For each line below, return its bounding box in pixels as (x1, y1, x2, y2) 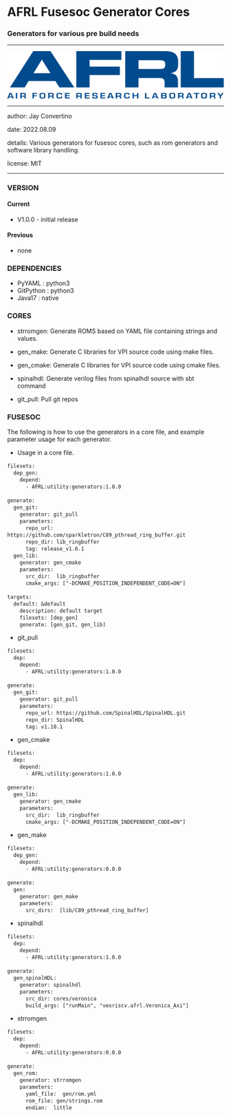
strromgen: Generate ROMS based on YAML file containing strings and (16, 327, 218, 335)
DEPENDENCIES (7, 263, 62, 273)
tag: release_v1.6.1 (25, 545, 85, 552)
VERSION (7, 183, 39, 192)
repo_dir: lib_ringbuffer (25, 539, 100, 545)
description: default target (19, 607, 103, 614)
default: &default (13, 601, 67, 607)
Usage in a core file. (16, 448, 74, 456)
